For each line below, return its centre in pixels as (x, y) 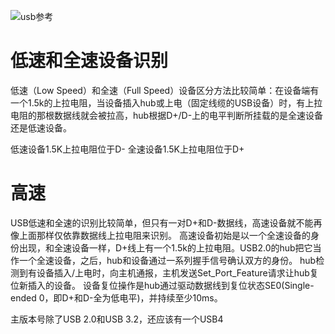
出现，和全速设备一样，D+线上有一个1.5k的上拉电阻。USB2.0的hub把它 (165, 247)
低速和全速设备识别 (89, 61)
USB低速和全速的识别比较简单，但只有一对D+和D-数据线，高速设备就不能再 (166, 222)
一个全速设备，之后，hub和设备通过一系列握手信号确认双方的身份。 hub (167, 260)
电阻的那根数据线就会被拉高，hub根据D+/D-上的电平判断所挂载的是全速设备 (167, 115)
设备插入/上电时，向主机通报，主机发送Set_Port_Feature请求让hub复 (177, 272)
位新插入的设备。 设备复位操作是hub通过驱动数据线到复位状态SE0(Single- (162, 285)
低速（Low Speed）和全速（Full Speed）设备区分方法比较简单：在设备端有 (165, 90)
